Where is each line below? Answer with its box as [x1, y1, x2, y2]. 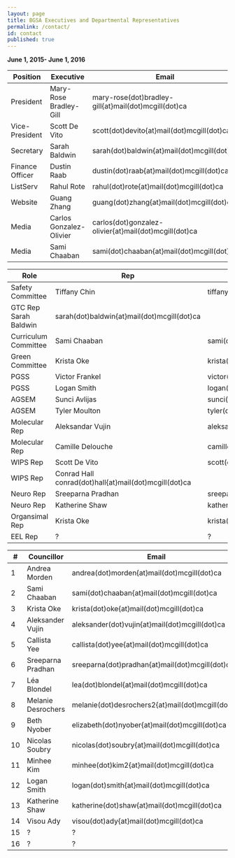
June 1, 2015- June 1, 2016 [7, 55, 85, 64]
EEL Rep [10, 532, 38, 542]
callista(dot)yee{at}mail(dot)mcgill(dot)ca [71, 640, 208, 650]
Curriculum [10, 331, 48, 341]
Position [13, 72, 41, 82]
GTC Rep [10, 303, 41, 313]
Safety [10, 283, 33, 292]
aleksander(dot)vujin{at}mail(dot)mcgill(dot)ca [71, 620, 226, 629]
